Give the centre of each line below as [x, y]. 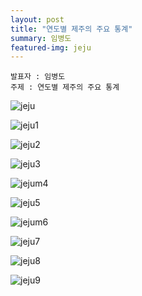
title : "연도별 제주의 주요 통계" [71, 29]
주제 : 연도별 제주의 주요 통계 [65, 87]
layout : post [37, 19]
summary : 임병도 [41, 38]
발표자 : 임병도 [38, 77]
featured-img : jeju [51, 47]
